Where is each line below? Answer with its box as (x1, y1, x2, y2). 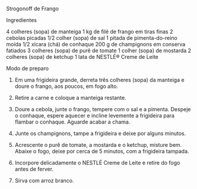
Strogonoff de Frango (6, 5, 59, 12)
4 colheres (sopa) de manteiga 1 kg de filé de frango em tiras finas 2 (6, 28, 173, 35)
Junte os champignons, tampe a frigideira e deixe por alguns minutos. (14, 130, 186, 137)
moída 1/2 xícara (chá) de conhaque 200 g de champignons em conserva (6, 41, 186, 48)
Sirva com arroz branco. (14, 177, 74, 184)
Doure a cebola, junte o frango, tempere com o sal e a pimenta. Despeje (14, 106, 191, 112)
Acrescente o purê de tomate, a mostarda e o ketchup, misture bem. (14, 141, 182, 148)
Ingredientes (6, 17, 37, 23)
